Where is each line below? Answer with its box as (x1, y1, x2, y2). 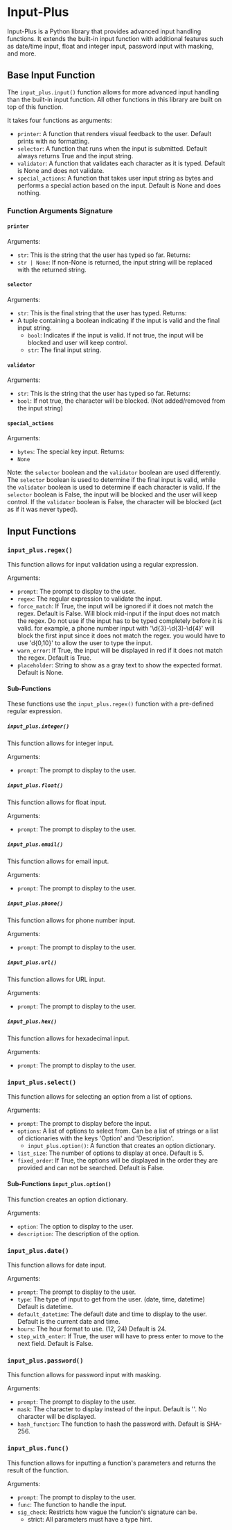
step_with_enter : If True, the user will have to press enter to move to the (17, 1331, 224, 1340)
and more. (7, 49, 37, 58)
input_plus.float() (7, 782, 64, 789)
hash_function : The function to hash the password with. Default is (17, 1420, 206, 1428)
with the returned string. (17, 265, 87, 274)
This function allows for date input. (7, 1261, 107, 1269)
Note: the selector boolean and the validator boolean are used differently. (7, 468, 222, 476)
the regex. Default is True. (17, 654, 92, 662)
